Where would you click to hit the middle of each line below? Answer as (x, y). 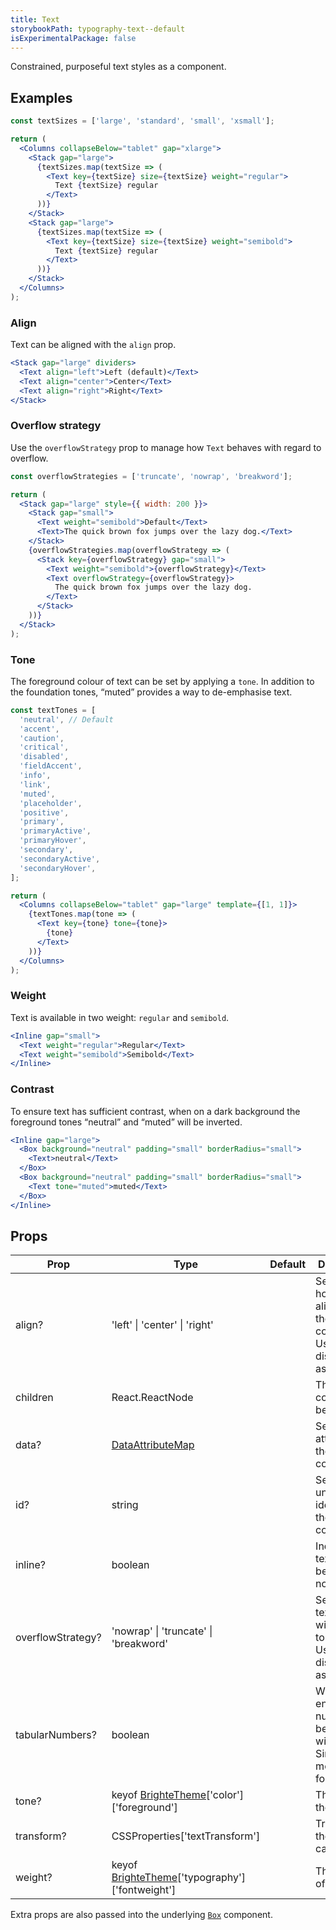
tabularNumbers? (56, 1735)
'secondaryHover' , (58, 868)
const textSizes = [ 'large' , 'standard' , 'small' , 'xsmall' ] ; (142, 121)
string (125, 1505)
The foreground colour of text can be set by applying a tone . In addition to (162, 681)
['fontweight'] (144, 1890)
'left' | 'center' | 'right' (162, 1325)
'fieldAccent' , (51, 766)
